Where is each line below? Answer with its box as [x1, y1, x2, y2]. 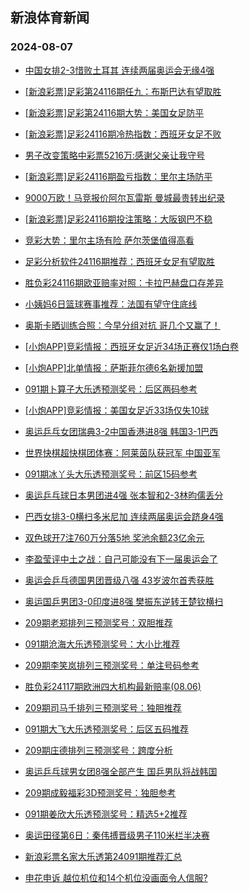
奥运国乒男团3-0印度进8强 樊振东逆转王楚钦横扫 [24, 595, 224, 607]
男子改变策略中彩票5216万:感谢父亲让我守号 [24, 149, 206, 161]
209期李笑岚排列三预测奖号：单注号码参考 [24, 659, 200, 671]
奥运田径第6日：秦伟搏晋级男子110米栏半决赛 [24, 829, 210, 841]
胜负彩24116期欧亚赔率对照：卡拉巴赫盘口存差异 [24, 276, 224, 288]
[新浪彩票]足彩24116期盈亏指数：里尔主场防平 [24, 170, 213, 182]
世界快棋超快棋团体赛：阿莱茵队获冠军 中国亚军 [24, 446, 221, 458]
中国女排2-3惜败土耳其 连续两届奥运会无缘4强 [24, 64, 215, 76]
